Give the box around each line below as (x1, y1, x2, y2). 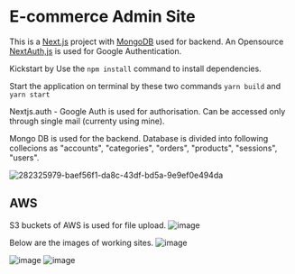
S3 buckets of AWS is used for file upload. (9, 219, 167, 231)
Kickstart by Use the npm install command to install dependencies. (9, 63, 262, 74)
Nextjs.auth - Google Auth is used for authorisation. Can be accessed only (9, 105, 286, 116)
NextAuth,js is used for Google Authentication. (9, 45, 182, 56)
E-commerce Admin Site (9, 6, 196, 27)
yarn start (9, 90, 51, 99)
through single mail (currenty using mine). (9, 115, 165, 126)
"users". (9, 151, 40, 163)
